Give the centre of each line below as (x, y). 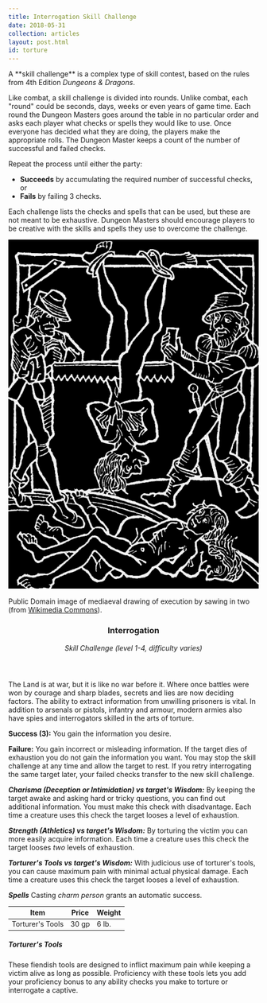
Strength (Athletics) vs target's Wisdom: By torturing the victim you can (128, 830)
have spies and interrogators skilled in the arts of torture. (101, 718)
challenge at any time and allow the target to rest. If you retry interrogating (130, 766)
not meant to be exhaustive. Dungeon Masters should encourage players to (132, 220)
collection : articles (44, 33)
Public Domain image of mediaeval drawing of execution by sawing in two (129, 601)
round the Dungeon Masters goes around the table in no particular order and (133, 115)
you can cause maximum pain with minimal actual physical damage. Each (128, 871)
